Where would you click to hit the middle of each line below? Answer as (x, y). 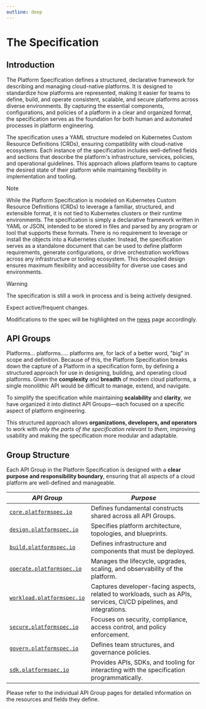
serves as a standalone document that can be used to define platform (94, 245)
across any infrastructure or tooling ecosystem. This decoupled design (96, 259)
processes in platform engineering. (51, 125)
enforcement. (110, 635)
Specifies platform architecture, (136, 526)
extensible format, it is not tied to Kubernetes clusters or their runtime (94, 213)
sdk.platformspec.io (39, 670)
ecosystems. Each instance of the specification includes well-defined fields (102, 150)
